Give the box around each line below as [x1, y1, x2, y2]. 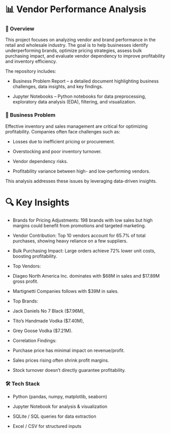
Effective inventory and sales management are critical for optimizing [5, 123, 148, 129]
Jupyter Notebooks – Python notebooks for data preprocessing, [12, 93, 146, 99]
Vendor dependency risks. [12, 158, 68, 164]
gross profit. [12, 278, 39, 284]
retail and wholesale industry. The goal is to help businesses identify [5, 42, 148, 48]
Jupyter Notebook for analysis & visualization [12, 403, 108, 410]
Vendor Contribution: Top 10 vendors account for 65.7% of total [12, 232, 146, 238]
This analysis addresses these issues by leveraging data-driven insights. [5, 178, 157, 184]
